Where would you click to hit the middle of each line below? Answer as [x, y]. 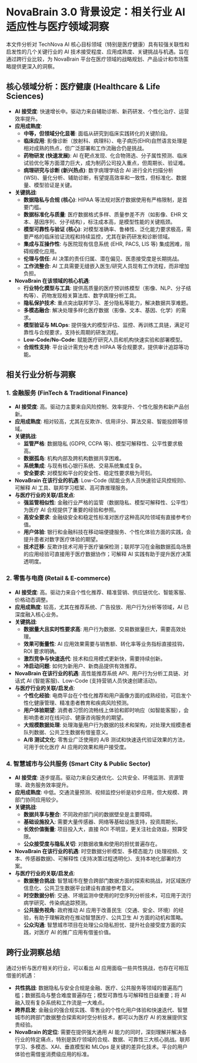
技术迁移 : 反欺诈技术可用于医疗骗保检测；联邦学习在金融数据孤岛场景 [107, 547]
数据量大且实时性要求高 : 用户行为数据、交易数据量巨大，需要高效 [102, 629]
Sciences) [25, 96]
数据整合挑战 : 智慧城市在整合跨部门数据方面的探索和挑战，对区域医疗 [107, 881]
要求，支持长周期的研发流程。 [85, 332]
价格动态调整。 [33, 599]
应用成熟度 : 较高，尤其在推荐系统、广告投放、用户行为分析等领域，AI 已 [102, 607]
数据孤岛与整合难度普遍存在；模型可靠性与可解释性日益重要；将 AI [106, 995]
